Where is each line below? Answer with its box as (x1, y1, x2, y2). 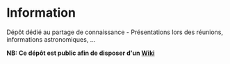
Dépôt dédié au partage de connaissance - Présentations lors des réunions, (6, 28, 224, 36)
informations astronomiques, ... (6, 35, 96, 43)
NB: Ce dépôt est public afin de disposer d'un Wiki (6, 49, 155, 57)
